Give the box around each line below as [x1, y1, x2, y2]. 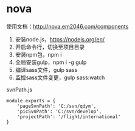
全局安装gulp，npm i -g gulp [15, 58, 87, 66]
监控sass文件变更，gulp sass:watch [15, 74, 105, 81]
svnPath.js [6, 86, 33, 93]
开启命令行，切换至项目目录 [15, 43, 85, 51]
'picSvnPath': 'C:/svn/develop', [17, 108, 102, 115]
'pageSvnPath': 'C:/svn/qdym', [17, 103, 97, 109]
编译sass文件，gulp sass [15, 66, 78, 73]
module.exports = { [6, 97, 56, 104]
